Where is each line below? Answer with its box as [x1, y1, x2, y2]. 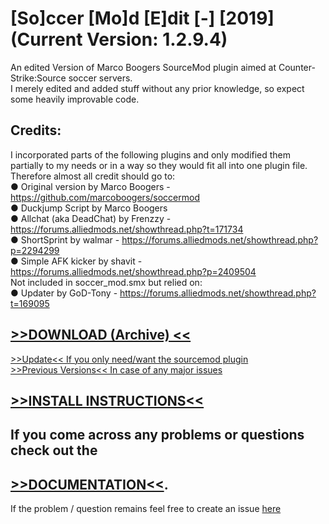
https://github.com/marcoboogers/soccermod [10, 191, 200, 203]
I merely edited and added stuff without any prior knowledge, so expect [10, 82, 305, 94]
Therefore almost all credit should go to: [10, 170, 176, 182]
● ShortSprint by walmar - [10, 233, 120, 246]
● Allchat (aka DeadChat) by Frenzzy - [10, 212, 172, 224]
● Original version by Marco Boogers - [10, 180, 171, 192]
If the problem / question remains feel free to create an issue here [10, 503, 282, 515]
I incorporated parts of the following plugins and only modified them [10, 148, 292, 161]
